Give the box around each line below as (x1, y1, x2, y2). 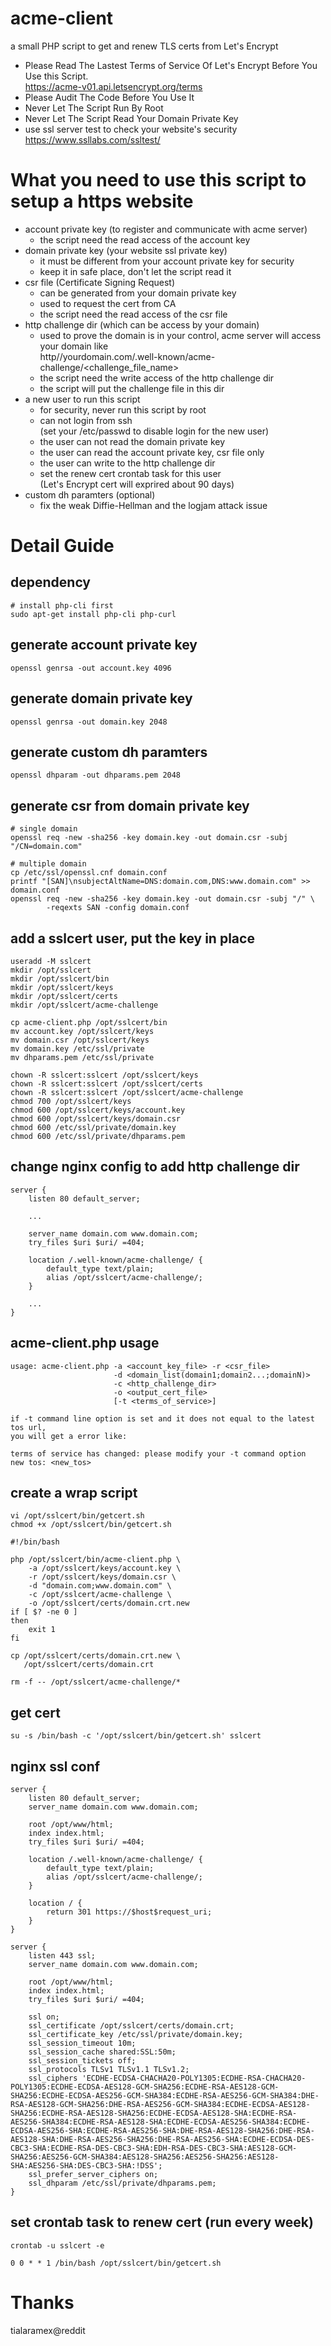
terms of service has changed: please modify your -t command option (10, 1448, 307, 1459)
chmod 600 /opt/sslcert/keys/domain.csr (10, 1113, 182, 1124)
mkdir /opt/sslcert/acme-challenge (10, 1000, 159, 1010)
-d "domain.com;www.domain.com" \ (28, 1581, 172, 1591)
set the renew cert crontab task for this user (39, 467, 222, 479)
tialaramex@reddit (10, 2324, 86, 2336)
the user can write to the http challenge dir (39, 457, 216, 469)
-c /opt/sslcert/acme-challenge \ (28, 1590, 172, 1600)
